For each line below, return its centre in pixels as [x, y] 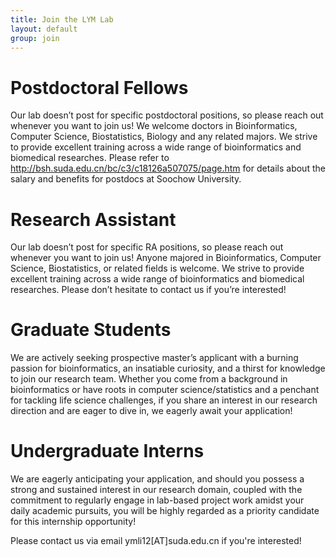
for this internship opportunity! [73, 522]
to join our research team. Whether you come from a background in [149, 379]
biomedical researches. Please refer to [90, 158]
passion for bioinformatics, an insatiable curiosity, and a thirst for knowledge [168, 368]
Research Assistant [93, 219]
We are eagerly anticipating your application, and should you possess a [157, 479]
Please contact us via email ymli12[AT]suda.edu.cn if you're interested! [156, 541]
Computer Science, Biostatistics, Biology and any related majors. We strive [164, 137]
